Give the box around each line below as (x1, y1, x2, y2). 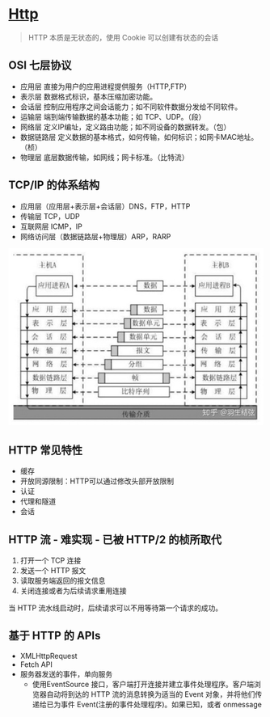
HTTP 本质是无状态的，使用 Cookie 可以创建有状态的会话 (27, 32, 219, 42)
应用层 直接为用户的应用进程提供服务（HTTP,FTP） (19, 82, 192, 91)
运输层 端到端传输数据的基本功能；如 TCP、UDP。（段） (19, 112, 206, 121)
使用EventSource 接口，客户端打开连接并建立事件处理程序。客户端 (32, 679, 255, 689)
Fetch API (19, 660, 53, 669)
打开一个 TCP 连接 (19, 555, 82, 565)
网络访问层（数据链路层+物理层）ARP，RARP (19, 231, 171, 241)
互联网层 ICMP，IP (19, 221, 83, 231)
